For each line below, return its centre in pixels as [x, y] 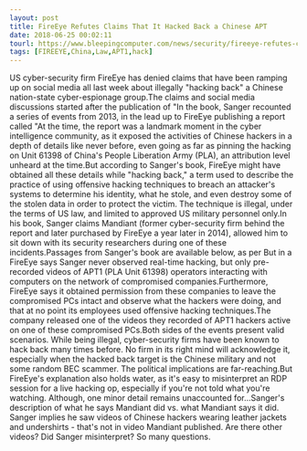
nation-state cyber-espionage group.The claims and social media [132, 98]
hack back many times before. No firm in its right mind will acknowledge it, [150, 350]
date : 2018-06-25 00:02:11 [61, 35]
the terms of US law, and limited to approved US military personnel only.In [148, 214]
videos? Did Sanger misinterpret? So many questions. [110, 437]
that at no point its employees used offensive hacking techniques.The [140, 310]
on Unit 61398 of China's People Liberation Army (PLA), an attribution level [150, 155]
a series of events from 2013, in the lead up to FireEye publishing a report [148, 117]
